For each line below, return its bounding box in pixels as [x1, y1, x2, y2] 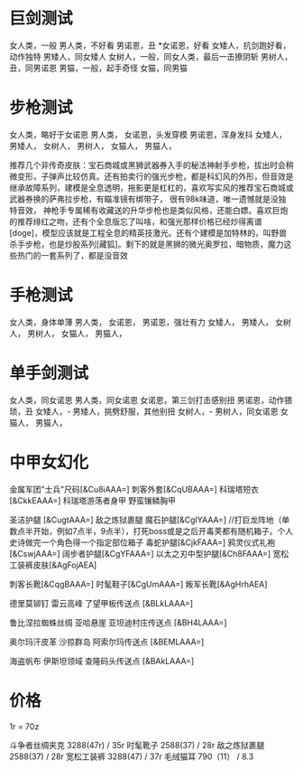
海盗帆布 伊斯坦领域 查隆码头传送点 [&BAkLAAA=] [9, 655, 195, 666]
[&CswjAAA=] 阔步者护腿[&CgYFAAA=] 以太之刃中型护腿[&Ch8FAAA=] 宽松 [9, 548, 289, 559]
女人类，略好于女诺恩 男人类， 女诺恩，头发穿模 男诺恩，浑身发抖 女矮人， [9, 128, 287, 140]
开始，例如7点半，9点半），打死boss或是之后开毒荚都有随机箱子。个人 [32, 525, 294, 536]
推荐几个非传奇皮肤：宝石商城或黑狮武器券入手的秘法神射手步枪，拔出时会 [9, 159, 286, 170]
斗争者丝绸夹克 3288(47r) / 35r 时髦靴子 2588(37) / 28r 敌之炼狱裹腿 [9, 739, 265, 750]
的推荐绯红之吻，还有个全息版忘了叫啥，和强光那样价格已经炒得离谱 [9, 216, 262, 227]
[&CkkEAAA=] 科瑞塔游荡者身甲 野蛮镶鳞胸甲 [9, 494, 177, 506]
